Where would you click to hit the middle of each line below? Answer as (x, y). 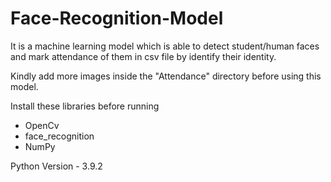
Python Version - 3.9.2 (56, 166)
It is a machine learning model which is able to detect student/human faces (165, 46)
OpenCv (42, 125)
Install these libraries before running (85, 106)
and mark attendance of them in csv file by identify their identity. (143, 56)
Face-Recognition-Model (117, 18)
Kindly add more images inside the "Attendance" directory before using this (166, 76)
